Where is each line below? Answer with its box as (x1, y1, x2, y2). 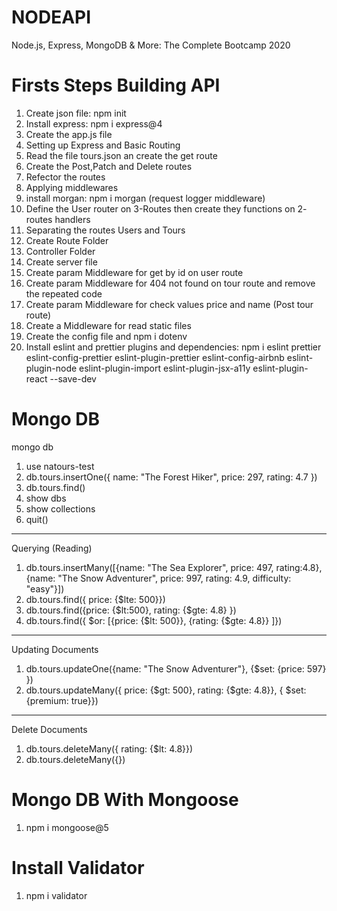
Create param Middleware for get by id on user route (25, 266, 244, 278)
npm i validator (25, 889, 88, 901)
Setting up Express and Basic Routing (25, 139, 181, 151)
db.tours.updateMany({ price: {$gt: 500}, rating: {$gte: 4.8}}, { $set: (25, 684, 307, 696)
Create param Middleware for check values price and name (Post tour (25, 298, 314, 310)
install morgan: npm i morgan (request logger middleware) (25, 192, 266, 204)
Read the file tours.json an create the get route (25, 149, 218, 161)
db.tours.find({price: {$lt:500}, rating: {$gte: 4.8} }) (25, 604, 237, 616)
